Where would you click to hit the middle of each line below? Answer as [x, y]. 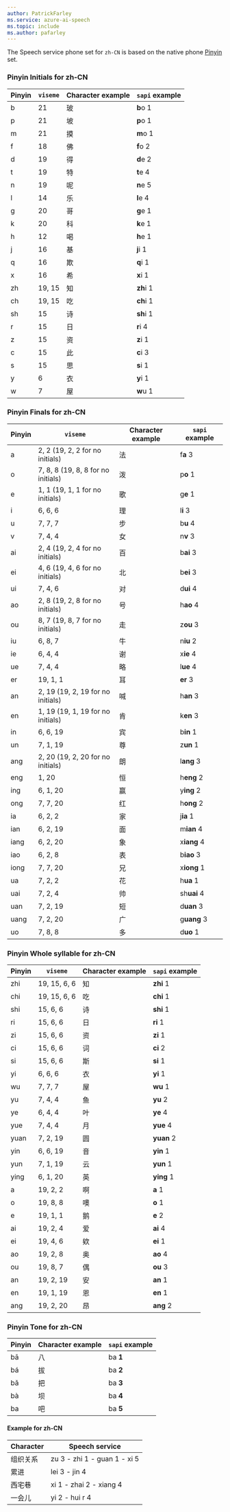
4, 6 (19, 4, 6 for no [69, 567]
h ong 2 [192, 803]
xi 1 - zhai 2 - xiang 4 [86, 1485]
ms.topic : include [33, 26]
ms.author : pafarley [37, 33]
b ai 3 [189, 552]
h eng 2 [192, 777]
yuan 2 [165, 1138]
